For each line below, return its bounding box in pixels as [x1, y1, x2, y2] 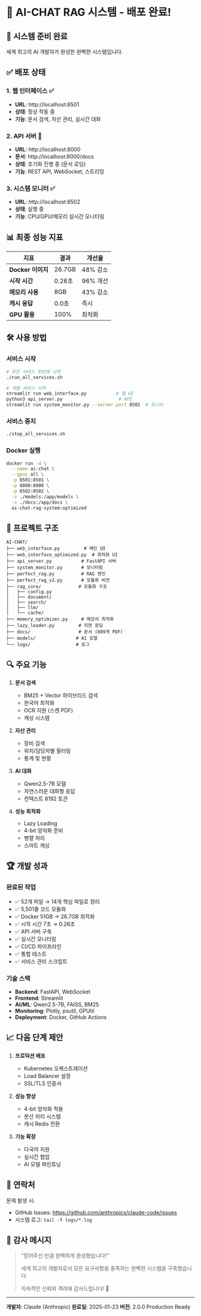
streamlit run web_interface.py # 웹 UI [6, 390, 134, 397]
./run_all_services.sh [6, 374, 63, 380]
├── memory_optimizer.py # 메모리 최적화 [6, 616, 114, 623]
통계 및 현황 [23, 755, 51, 762]
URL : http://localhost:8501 [14, 101, 80, 108]
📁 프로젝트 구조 [6, 523, 59, 533]
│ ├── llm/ [6, 605, 39, 611]
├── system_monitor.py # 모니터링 [6, 565, 103, 571]
